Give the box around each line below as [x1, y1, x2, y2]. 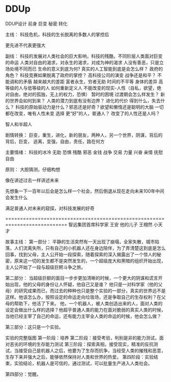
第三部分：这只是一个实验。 [5, 324, 64, 330]
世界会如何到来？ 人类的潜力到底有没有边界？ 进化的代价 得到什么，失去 [9, 97, 161, 103]
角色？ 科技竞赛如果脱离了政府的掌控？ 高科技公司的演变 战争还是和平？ [5, 72, 156, 78]
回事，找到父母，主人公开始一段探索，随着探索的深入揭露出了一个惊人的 [5, 251, 157, 257]
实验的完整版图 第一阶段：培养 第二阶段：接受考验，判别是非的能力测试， [5, 335, 159, 341]
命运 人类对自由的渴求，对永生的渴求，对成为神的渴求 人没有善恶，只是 [9, 59, 159, 65]
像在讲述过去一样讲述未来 [5, 177, 59, 183]
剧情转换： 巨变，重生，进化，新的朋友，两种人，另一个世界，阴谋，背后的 [5, 132, 163, 138]
